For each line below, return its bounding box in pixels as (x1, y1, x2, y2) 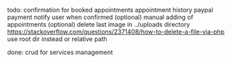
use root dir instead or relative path (7, 35, 107, 43)
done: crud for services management (7, 48, 113, 56)
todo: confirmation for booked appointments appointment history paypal (7, 6, 213, 14)
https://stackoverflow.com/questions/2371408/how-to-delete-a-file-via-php (7, 27, 225, 36)
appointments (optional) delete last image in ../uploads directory (7, 21, 190, 28)
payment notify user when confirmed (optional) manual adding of (7, 13, 194, 21)
